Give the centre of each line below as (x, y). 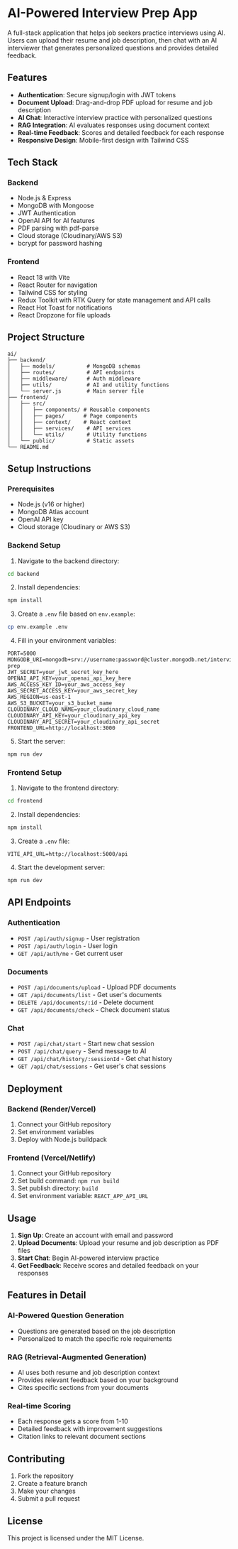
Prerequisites (31, 489)
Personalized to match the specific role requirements (95, 1338)
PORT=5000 (22, 654)
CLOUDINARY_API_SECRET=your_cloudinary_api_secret (84, 722)
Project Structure (46, 338)
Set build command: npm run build (68, 1181)
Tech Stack (33, 162)
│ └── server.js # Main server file (75, 391)
